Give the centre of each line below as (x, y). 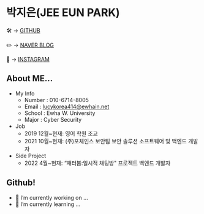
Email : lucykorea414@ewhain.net (67, 106)
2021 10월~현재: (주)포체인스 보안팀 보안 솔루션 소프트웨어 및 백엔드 (105, 141)
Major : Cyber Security (53, 119)
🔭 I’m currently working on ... (51, 197)
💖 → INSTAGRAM (28, 59)
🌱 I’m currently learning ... (48, 204)
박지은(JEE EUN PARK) (63, 13)
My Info (25, 93)
